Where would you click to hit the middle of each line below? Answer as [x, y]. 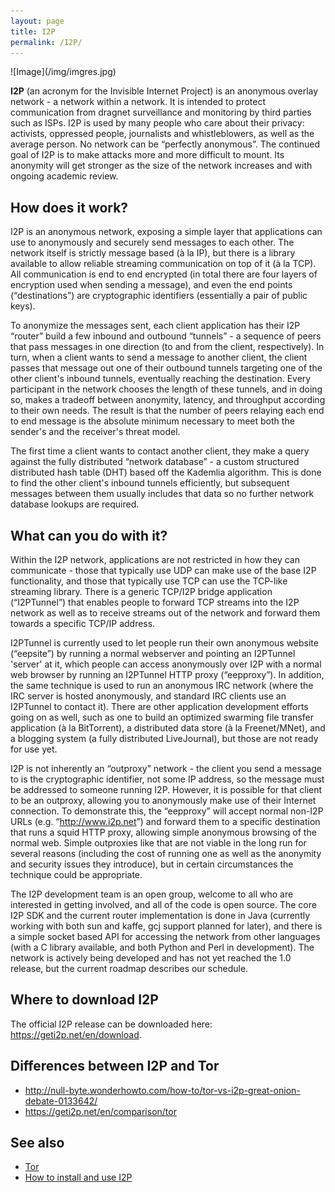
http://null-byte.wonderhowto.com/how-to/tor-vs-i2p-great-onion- [162, 1090]
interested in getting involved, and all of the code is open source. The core [163, 904]
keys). [23, 306]
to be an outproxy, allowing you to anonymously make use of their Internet [163, 800]
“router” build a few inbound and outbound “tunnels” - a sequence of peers [166, 336]
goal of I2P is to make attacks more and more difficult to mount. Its [147, 155]
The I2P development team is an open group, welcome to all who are [152, 894]
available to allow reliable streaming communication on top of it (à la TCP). [163, 264]
